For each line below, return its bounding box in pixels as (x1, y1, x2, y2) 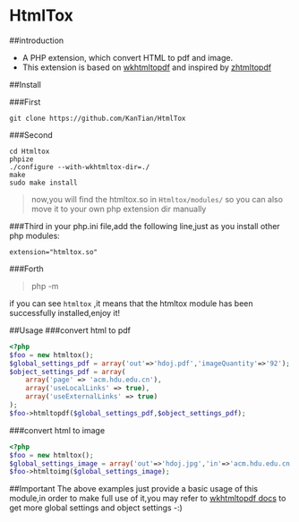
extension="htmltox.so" (9, 247, 98, 256)
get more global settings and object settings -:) (9, 502, 184, 513)
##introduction (9, 35, 64, 46)
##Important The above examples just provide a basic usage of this (9, 483, 258, 494)
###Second (9, 129, 53, 140)
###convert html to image (9, 424, 106, 435)
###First (9, 96, 41, 107)
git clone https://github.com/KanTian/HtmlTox (9, 114, 186, 123)
